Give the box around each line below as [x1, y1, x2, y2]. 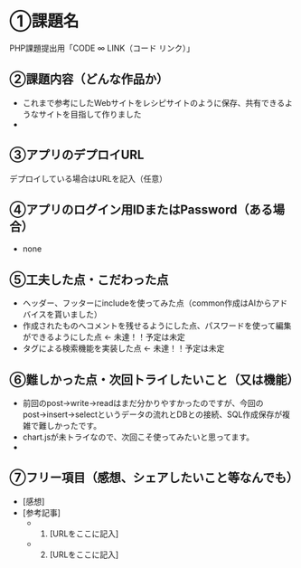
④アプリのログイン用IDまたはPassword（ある [9, 202, 274, 217]
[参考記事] [22, 506, 61, 518]
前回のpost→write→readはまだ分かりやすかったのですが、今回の [22, 398, 264, 408]
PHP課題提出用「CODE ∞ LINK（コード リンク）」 [9, 43, 195, 53]
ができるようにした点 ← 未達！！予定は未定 [22, 332, 185, 343]
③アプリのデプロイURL [9, 147, 145, 163]
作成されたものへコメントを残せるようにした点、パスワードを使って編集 [22, 320, 292, 331]
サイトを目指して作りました [38, 109, 142, 119]
